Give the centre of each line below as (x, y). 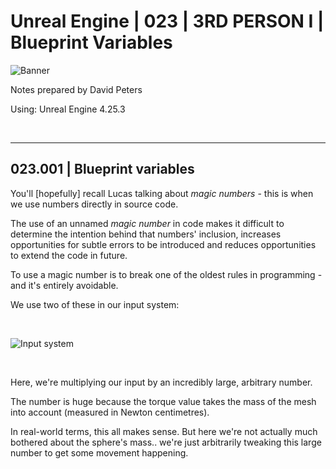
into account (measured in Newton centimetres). (110, 412)
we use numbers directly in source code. (94, 204)
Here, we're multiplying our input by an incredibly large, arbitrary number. (161, 382)
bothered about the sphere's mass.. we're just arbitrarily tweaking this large (166, 442)
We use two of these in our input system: (95, 304)
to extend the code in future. (69, 255)
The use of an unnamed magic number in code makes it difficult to (147, 223)
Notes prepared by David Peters (76, 89)
